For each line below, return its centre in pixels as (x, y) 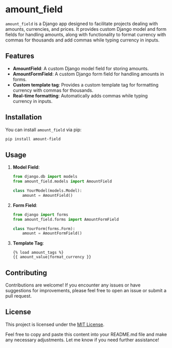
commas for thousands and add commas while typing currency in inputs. (82, 40)
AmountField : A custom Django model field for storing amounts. (81, 68)
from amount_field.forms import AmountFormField (66, 219)
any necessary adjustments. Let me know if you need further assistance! (82, 340)
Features (20, 56)
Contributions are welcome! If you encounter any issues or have (73, 285)
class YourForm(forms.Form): (44, 229)
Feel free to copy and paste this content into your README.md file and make (86, 334)
